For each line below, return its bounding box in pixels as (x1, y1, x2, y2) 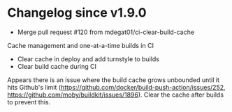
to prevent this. (7, 97, 51, 106)
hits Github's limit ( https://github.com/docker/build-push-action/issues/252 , (7, 83, 226, 91)
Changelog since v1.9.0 (7, 5, 147, 21)
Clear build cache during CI (17, 62, 96, 70)
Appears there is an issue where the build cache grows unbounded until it (7, 75, 220, 84)
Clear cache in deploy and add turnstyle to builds (17, 54, 159, 63)
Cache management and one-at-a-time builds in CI (7, 41, 154, 49)
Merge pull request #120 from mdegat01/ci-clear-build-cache (17, 28, 194, 36)
